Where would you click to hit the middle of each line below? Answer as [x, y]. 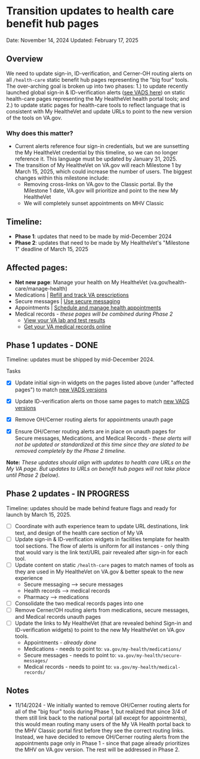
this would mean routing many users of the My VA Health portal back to [103, 724]
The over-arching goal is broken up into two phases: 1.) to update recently [97, 86]
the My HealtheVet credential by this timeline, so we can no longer [96, 153]
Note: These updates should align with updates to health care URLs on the [99, 462]
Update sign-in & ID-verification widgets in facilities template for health [102, 539]
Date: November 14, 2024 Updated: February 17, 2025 [72, 40]
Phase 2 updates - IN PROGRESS [68, 494]
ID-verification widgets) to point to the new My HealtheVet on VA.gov [100, 630]
